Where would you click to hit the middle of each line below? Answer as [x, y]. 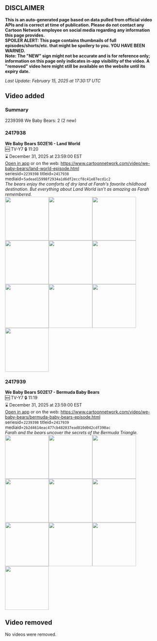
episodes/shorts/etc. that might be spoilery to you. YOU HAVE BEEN [75, 45]
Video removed [29, 623]
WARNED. [15, 51]
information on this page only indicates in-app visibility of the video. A [78, 61]
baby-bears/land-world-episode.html [42, 168]
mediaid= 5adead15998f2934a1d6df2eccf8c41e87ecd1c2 [58, 179]
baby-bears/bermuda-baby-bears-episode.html [53, 417]
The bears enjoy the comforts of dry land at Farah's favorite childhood [76, 184]
